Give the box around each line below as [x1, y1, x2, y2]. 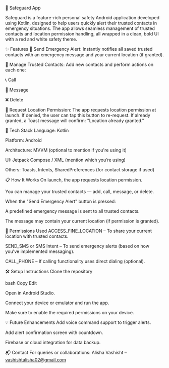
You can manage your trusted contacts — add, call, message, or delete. [5, 189, 154, 195]
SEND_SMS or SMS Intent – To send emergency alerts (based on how [5, 243, 150, 249]
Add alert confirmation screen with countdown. [5, 329, 103, 336]
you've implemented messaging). [5, 248, 75, 254]
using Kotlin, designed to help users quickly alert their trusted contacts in [5, 20, 157, 26]
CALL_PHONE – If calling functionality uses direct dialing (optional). [5, 259, 145, 264]
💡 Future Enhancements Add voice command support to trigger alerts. [5, 319, 151, 325]
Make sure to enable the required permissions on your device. [5, 310, 135, 315]
